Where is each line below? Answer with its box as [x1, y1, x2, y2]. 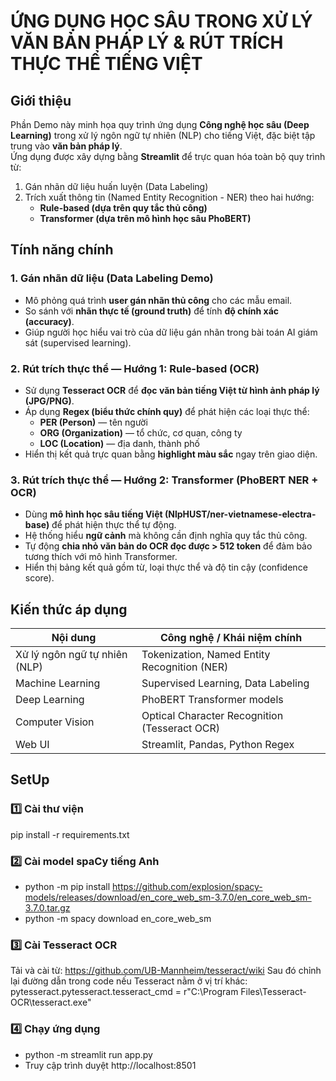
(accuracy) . [24, 315, 75, 327]
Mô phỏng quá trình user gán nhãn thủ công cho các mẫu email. [24, 294, 293, 306]
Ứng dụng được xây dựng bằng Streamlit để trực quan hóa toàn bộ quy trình [10, 151, 326, 162]
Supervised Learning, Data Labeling [141, 676, 310, 690]
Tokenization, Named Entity [141, 648, 271, 662]
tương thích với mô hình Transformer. [24, 551, 178, 563]
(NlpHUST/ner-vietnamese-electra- [164, 508, 317, 520]
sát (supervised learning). [24, 336, 132, 349]
